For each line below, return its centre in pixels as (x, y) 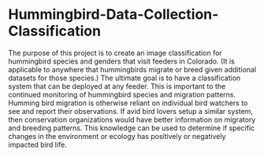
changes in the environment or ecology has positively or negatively (117, 136)
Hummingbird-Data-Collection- (113, 15)
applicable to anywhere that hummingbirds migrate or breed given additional (132, 69)
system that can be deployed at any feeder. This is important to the (117, 86)
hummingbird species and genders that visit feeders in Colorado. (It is (121, 61)
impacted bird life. (37, 144)
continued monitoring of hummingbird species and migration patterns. (122, 94)
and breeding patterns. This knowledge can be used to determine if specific (132, 128)
